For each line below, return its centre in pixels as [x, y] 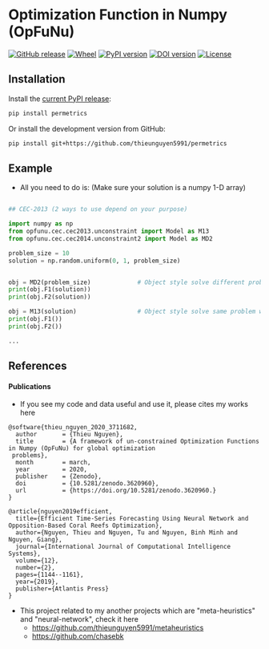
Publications [30, 386]
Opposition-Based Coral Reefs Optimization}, [85, 526]
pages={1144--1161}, [50, 575]
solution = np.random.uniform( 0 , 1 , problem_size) [94, 261]
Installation [37, 79]
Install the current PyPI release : [60, 99]
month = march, [53, 463]
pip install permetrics [48, 113]
